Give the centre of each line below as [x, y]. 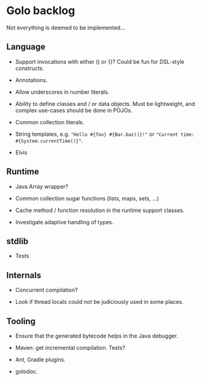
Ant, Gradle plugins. [40, 360]
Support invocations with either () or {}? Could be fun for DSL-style [100, 61]
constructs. [29, 68]
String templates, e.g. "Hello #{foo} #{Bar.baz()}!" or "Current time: [105, 134]
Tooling [21, 321]
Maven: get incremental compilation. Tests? [70, 348]
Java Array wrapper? [42, 186]
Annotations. [31, 80]
